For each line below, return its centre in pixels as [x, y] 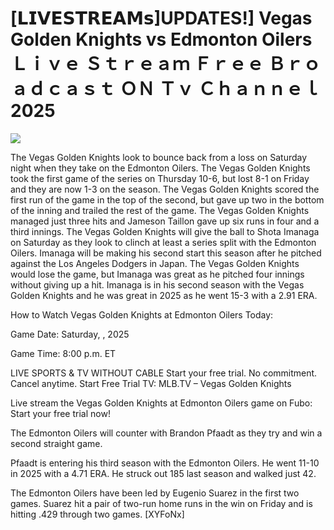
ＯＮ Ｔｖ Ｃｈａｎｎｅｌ [220, 89]
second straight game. [56, 443]
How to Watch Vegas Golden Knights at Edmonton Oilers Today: [142, 314]
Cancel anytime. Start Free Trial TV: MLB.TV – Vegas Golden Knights [151, 383]
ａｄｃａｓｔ [63, 89]
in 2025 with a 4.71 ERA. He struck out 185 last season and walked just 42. [163, 473]
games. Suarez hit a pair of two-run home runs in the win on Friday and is [161, 503]
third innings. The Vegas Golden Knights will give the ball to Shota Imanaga [165, 231]
